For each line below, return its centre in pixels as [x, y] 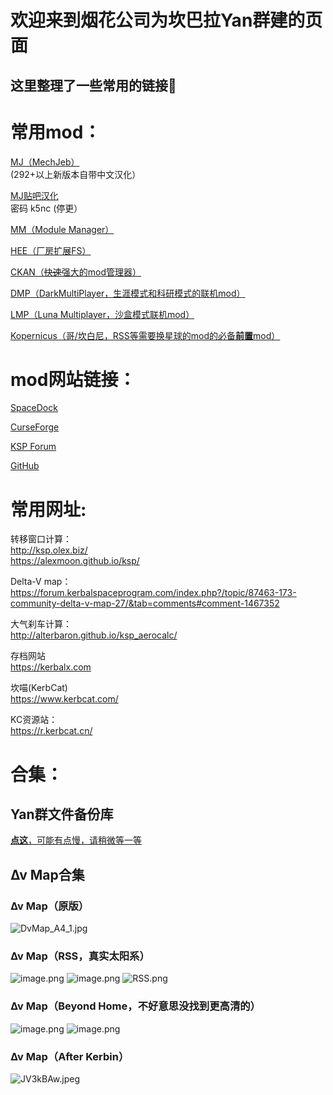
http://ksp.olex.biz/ [49, 550]
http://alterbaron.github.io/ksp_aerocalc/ [94, 635]
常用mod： [56, 132]
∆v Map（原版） [50, 906]
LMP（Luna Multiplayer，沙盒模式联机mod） [102, 314]
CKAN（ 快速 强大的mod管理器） [76, 272]
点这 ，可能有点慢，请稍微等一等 [76, 840]
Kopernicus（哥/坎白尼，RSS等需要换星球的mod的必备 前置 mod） [145, 335]
